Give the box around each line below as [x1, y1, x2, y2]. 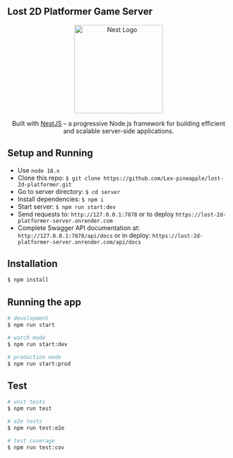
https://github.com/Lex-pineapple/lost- [103, 175, 224, 182]
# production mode [7, 353, 61, 360]
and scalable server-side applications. [63, 127, 174, 135]
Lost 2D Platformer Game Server [7, 6, 153, 18]
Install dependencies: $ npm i [17, 195, 104, 203]
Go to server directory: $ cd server [17, 187, 121, 195]
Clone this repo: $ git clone [17, 173, 101, 182]
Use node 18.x [17, 166, 60, 174]
